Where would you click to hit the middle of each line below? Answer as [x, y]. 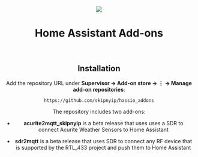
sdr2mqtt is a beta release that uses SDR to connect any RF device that [103, 141]
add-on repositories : [99, 89]
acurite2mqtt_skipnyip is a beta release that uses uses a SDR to [103, 123]
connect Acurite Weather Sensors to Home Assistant [103, 129]
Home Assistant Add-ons [99, 33]
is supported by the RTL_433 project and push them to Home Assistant [103, 147]
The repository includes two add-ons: [99, 111]
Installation [99, 69]
